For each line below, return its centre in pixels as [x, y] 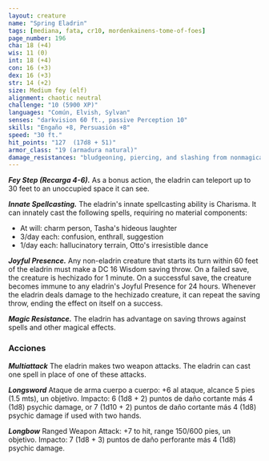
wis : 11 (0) [28, 53]
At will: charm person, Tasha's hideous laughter [98, 228]
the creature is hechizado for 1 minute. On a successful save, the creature [130, 278]
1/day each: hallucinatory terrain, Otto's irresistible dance [114, 245]
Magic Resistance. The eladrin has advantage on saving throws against [127, 319]
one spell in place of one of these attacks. [77, 374]
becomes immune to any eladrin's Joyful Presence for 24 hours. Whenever [132, 286]
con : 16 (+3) [30, 68]
